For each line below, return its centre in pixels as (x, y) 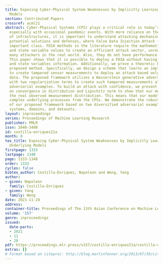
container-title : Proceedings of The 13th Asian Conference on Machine (79, 209)
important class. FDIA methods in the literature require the (73, 46)
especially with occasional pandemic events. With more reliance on (80, 32)
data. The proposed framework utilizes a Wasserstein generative (77, 77)
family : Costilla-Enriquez (37, 186)
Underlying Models (28, 146)
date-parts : (22, 227)
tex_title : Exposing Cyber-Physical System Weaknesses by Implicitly (77, 141)
